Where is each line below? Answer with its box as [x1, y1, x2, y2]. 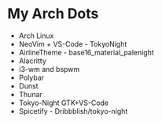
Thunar [18, 89, 42, 99]
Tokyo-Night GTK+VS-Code [18, 98, 109, 107]
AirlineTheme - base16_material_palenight [18, 47, 154, 57]
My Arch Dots [7, 5, 99, 23]
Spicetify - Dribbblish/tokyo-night [18, 106, 128, 115]
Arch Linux [18, 31, 54, 40]
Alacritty [18, 56, 46, 66]
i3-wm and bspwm [18, 64, 80, 73]
